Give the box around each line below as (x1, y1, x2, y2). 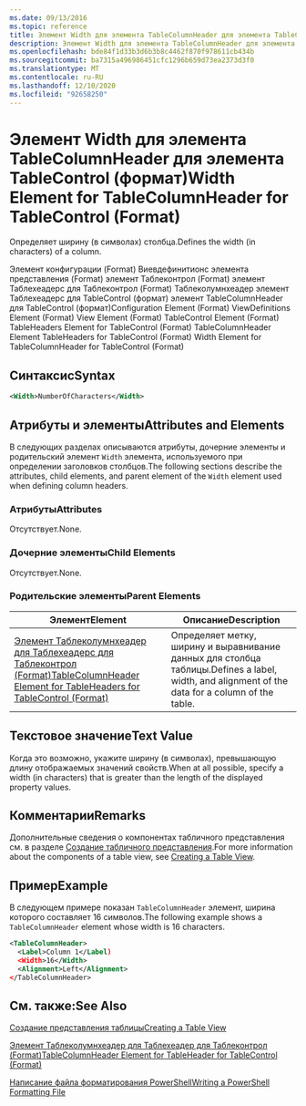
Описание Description (182, 613, 280, 625)
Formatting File (9, 1087, 66, 1098)
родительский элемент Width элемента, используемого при (9, 450, 243, 461)
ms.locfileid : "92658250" (9, 89, 107, 98)
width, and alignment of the (170, 674, 289, 687)
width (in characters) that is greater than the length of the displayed (9, 771, 264, 782)
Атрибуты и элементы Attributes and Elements (9, 417, 285, 433)
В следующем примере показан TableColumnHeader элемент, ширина (9, 902, 276, 913)
